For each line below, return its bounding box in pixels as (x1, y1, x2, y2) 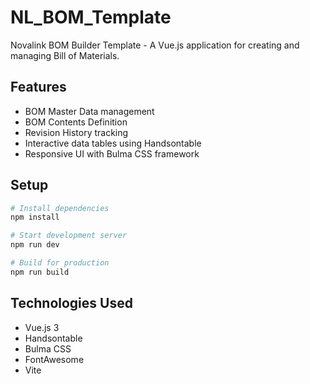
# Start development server (10, 231, 128, 241)
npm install (10, 212, 60, 223)
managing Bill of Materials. (10, 49, 120, 61)
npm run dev (10, 240, 60, 250)
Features (10, 79, 67, 96)
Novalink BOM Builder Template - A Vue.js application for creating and (10, 39, 300, 51)
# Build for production (10, 258, 110, 268)
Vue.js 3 (24, 321, 60, 333)
